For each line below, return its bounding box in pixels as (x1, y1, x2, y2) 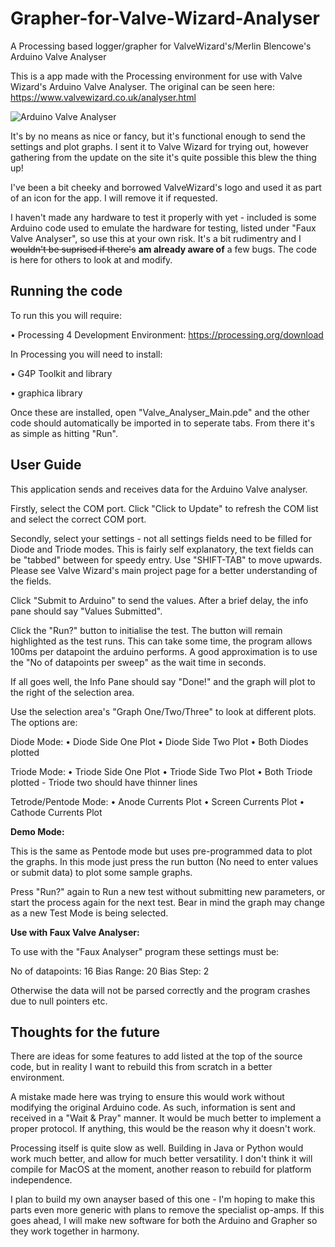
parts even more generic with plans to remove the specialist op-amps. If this (10, 1204, 325, 1216)
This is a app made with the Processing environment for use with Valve (10, 70, 303, 82)
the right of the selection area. (10, 686, 135, 698)
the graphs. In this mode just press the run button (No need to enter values (10, 855, 319, 867)
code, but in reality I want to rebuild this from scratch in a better (10, 1061, 273, 1073)
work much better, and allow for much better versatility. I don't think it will (10, 1153, 313, 1165)
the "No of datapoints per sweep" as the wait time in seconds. (10, 656, 267, 668)
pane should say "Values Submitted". (10, 605, 163, 617)
